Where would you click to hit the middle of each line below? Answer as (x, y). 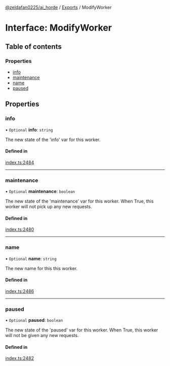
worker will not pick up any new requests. (49, 207)
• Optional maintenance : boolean (40, 191)
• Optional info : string (29, 129)
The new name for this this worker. (41, 268)
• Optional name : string (31, 258)
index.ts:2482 (20, 358)
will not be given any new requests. (42, 336)
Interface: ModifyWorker (59, 28)
